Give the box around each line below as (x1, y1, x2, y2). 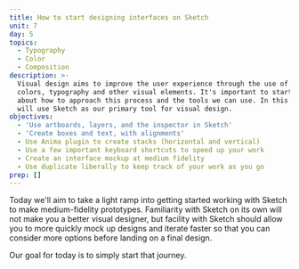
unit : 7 (9, 21, 38, 30)
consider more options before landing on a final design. (9, 232, 213, 243)
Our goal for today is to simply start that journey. (9, 250, 187, 261)
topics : (9, 37, 38, 47)
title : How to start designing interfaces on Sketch (9, 12, 209, 22)
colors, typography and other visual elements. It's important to (17, 87, 269, 96)
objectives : (9, 112, 53, 121)
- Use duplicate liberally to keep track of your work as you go (17, 162, 265, 171)
